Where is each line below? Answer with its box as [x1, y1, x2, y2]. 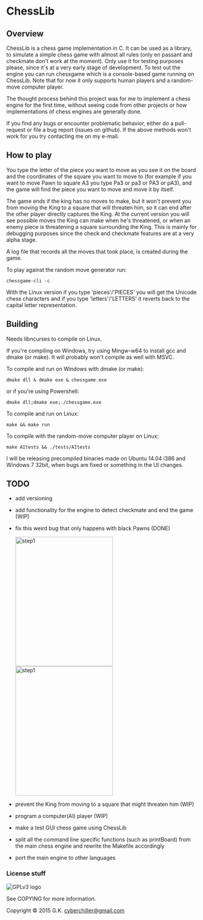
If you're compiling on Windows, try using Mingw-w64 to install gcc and [6, 347, 187, 354]
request [6, 126, 26, 133]
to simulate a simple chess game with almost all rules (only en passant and [6, 51, 193, 58]
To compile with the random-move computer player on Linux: [6, 432, 159, 440]
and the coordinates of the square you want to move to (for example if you [6, 172, 192, 180]
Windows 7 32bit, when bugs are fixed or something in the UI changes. [6, 461, 184, 468]
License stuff [6, 870, 46, 878]
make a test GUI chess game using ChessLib [15, 824, 127, 831]
